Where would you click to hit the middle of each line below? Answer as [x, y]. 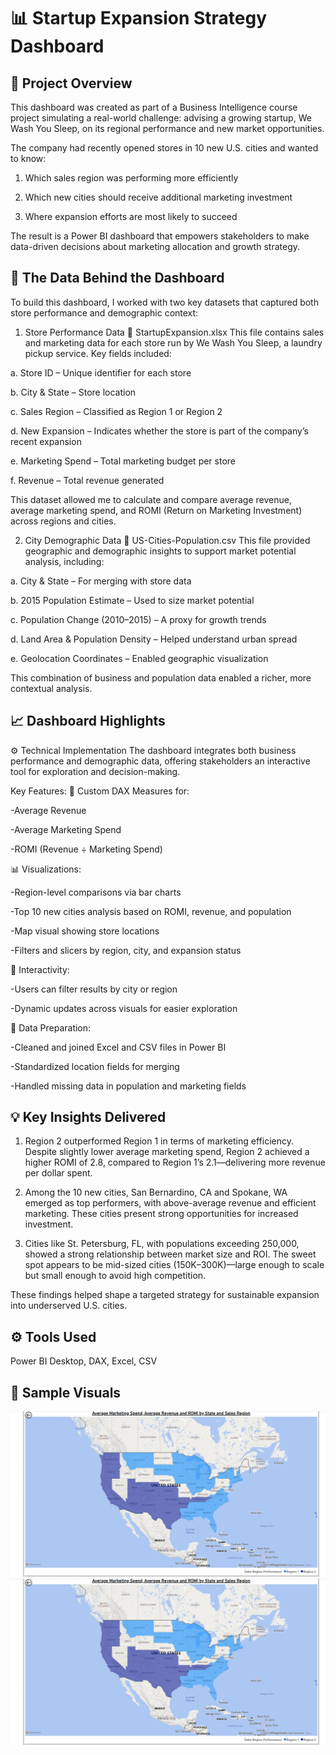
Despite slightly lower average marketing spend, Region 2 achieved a [167, 1152]
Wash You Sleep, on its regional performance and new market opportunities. [167, 128]
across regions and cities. [63, 521]
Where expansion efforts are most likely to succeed [131, 216]
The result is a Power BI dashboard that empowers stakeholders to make [160, 236]
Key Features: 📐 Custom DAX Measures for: [100, 791]
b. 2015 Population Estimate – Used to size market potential [132, 600]
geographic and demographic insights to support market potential [160, 551]
